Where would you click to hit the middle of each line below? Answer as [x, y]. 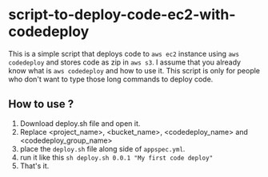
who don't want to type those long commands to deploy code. [111, 79]
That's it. [34, 166]
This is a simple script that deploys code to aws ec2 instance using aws [124, 53]
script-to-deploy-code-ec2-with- [122, 15]
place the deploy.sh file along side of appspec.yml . [102, 148]
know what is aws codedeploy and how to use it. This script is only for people [134, 70]
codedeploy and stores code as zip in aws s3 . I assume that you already [125, 62]
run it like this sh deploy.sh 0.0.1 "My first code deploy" [116, 157]
